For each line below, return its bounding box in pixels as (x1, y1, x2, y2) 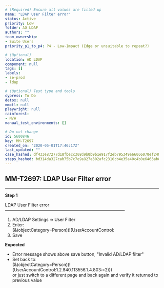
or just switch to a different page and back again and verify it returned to (12, 272, 159, 278)
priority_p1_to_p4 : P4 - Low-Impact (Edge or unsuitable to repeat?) (5, 44, 150, 48)
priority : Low (5, 21, 34, 26)
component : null (5, 62, 38, 67)
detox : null (5, 97, 29, 103)
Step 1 (5, 192, 18, 198)
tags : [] (5, 66, 23, 71)
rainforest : (5, 111, 29, 117)
